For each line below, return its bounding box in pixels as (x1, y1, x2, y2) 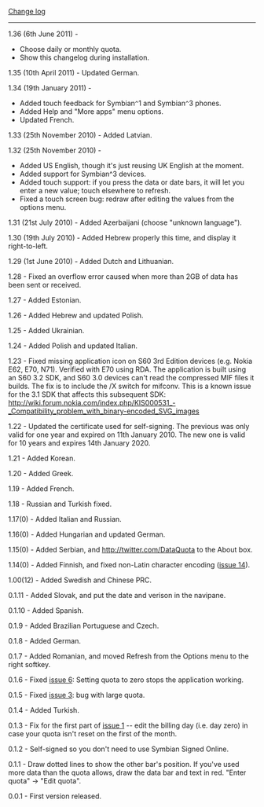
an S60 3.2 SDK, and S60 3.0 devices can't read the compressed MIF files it (8, 373, 255, 382)
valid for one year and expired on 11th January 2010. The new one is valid (8, 430, 246, 439)
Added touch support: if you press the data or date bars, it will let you (19, 178, 245, 187)
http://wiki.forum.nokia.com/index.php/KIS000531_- (8, 398, 176, 407)
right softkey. (8, 660, 51, 669)
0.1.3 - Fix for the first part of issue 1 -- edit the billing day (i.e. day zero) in (8, 721, 248, 730)
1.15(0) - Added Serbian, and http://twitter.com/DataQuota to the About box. (8, 545, 253, 554)
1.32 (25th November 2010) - (8, 145, 102, 155)
